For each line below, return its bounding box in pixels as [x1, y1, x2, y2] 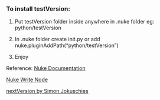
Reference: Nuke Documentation [6, 65, 86, 72]
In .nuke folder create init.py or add [14, 36, 100, 43]
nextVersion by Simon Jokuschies [6, 88, 89, 95]
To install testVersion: [6, 5, 71, 13]
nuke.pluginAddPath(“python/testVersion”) [14, 42, 119, 49]
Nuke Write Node [6, 76, 48, 84]
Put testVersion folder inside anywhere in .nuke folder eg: [14, 18, 155, 25]
